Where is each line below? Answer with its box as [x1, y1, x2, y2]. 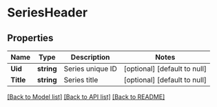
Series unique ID [63, 64, 117, 73]
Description [70, 53, 110, 62]
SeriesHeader [7, 5, 88, 21]
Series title [63, 75, 99, 84]
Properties [7, 32, 54, 44]
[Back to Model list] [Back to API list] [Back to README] [7, 93, 165, 101]
